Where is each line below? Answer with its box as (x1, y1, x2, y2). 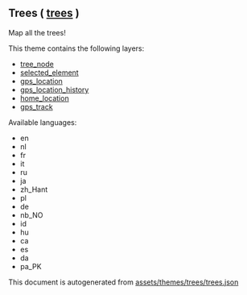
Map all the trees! (8, 27, 66, 37)
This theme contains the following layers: (8, 44, 145, 53)
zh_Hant (19, 185, 48, 194)
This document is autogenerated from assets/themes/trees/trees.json (8, 277, 239, 287)
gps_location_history (19, 85, 89, 94)
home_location (19, 93, 70, 103)
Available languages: (8, 117, 77, 127)
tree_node (19, 59, 54, 69)
